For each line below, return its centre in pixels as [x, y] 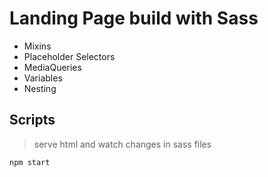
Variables [43, 78]
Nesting [40, 88]
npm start [30, 162]
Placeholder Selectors [69, 56]
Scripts [32, 120]
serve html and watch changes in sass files [122, 144]
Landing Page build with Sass [134, 18]
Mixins [37, 46]
